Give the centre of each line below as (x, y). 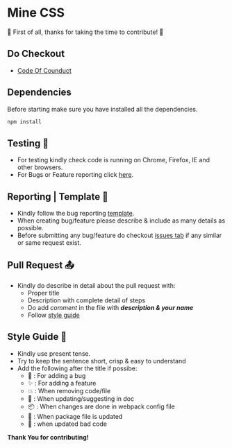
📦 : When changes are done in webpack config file (101, 406)
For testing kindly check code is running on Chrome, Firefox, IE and (114, 160)
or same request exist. (49, 243)
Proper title (44, 293)
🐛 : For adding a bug (57, 375)
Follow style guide (53, 315)
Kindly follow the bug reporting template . (76, 214)
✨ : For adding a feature (62, 383)
